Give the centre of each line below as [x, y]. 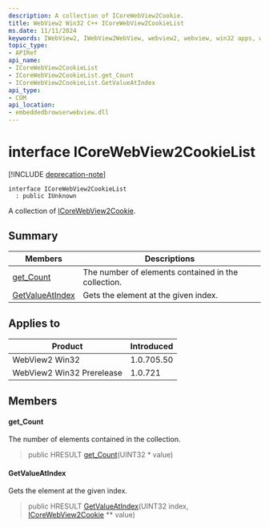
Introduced [152, 346]
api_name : [25, 61]
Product [67, 346]
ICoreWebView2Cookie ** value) [82, 515]
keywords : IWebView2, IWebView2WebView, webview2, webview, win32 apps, [132, 38]
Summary [33, 236]
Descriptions [170, 259]
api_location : [32, 105]
